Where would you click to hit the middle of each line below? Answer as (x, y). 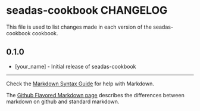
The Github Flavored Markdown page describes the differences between (95, 95)
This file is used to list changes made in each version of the (79, 27)
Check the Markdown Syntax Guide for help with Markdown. (80, 84)
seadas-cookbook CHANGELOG (87, 10)
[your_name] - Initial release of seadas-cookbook (75, 66)
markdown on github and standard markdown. (63, 101)
